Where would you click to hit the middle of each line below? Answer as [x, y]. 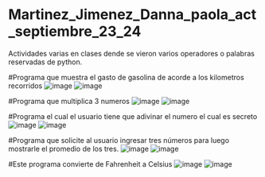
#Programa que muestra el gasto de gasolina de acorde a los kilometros [126, 77]
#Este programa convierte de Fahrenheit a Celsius [90, 164]
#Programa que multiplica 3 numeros [69, 101]
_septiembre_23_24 [75, 31]
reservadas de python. [45, 62]
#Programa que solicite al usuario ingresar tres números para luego [119, 140]
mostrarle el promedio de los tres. [64, 148]
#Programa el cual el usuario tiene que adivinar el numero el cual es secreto [133, 116]
